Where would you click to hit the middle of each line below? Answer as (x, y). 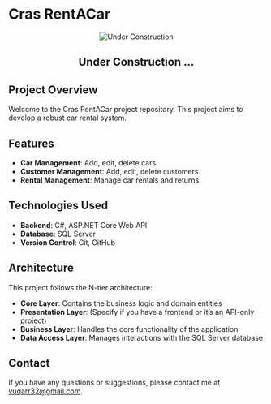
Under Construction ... (136, 62)
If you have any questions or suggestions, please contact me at (114, 383)
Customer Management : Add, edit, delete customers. (110, 171)
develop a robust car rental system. (68, 118)
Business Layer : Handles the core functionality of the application (129, 329)
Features (31, 143)
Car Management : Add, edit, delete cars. (89, 162)
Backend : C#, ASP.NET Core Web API (84, 225)
